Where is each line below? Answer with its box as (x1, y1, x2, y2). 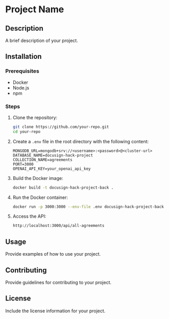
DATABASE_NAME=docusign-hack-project (12, 152, 93, 158)
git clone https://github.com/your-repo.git (12, 124, 109, 129)
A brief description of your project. (5, 37, 78, 43)
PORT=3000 (12, 162, 34, 167)
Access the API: (12, 213, 46, 219)
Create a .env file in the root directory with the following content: (12, 138, 149, 144)
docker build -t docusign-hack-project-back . (12, 185, 114, 190)
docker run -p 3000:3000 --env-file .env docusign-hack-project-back (12, 204, 164, 209)
